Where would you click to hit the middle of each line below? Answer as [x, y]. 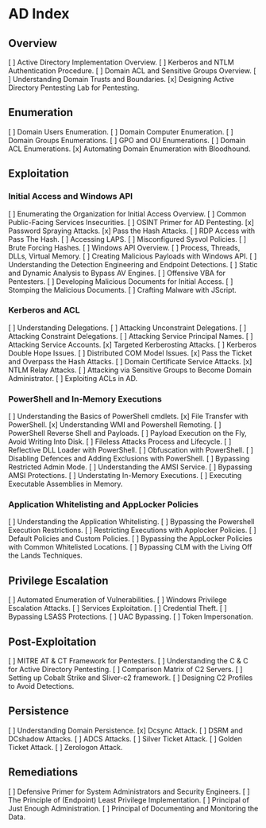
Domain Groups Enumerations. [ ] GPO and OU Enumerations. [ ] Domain [127, 140]
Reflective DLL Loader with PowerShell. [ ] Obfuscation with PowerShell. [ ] [131, 450]
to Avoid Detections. [41, 686]
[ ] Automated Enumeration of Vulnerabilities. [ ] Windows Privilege [118, 600]
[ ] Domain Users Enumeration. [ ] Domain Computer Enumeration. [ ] [121, 131]
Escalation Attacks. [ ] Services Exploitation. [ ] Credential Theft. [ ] [118, 608]
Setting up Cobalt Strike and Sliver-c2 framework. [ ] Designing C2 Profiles [131, 678]
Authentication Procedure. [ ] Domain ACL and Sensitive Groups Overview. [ [132, 71]
